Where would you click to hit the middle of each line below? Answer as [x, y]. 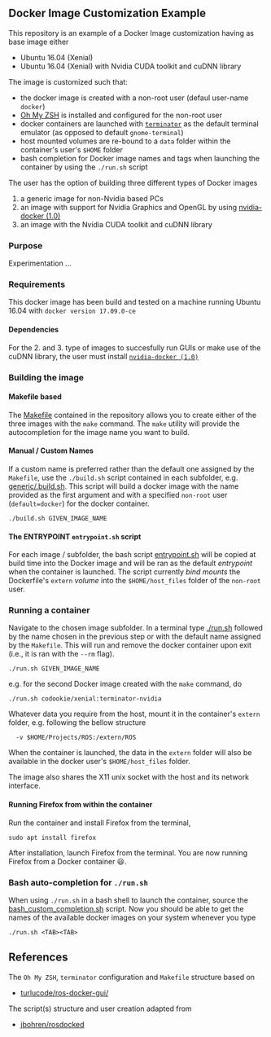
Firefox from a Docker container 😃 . [68, 861]
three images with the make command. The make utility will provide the [124, 424]
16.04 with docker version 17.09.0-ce [72, 311]
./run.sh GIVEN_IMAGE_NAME [54, 669]
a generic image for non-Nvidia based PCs [92, 198]
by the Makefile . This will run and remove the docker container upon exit [130, 645]
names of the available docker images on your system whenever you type [132, 917]
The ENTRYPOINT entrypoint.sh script [75, 536]
